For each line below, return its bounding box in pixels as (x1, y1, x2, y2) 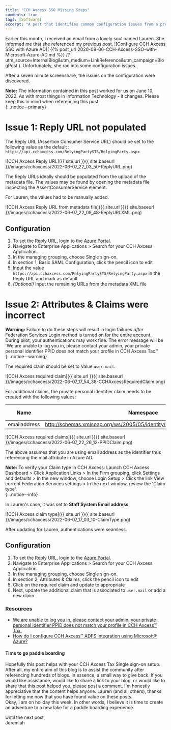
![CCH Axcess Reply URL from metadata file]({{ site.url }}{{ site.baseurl (5, 204, 154, 210)
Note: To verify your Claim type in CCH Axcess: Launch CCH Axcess (5, 464, 150, 471)
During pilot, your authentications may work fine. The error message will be (5, 337, 164, 343)
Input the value (12, 265, 44, 271)
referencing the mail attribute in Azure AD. (5, 454, 94, 460)
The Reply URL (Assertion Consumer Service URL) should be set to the (5, 138, 154, 145)
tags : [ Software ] (5, 17, 42, 22)
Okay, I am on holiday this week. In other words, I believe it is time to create (5, 699, 163, 705)
